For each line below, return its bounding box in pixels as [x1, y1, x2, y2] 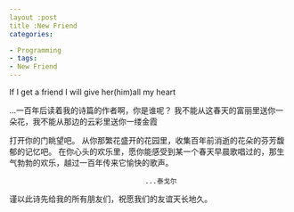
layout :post [9, 12, 58, 22]
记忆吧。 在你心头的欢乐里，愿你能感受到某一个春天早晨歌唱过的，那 [24, 146, 277, 157]
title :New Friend [9, 21, 78, 30]
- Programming [9, 45, 62, 54]
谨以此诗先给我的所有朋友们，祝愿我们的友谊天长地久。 [9, 193, 212, 204]
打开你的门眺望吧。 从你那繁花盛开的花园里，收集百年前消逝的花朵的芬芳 [9, 135, 277, 145]
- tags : [9, 54, 38, 63]
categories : [9, 29, 53, 38]
